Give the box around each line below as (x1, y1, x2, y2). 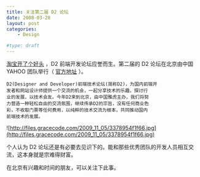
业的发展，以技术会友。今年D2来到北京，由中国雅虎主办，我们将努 (6, 94, 149, 100)
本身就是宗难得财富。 (22, 151, 77, 158)
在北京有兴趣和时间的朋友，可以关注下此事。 (6, 164, 120, 171)
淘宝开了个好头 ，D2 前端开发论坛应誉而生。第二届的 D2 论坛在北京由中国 (6, 60, 194, 67)
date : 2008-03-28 (6, 15, 51, 21)
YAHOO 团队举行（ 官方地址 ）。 (6, 68, 87, 75)
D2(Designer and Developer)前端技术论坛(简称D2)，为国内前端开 (6, 81, 158, 87)
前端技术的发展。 (6, 114, 44, 120)
